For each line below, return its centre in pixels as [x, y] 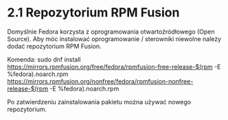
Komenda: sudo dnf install [44, 59]
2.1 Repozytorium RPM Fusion [93, 13]
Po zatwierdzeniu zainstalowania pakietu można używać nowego [99, 101]
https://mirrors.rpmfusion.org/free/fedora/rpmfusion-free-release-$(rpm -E [114, 67]
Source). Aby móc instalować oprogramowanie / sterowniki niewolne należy [114, 38]
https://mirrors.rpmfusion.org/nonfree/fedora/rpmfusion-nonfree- [100, 81]
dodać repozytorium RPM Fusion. [54, 46]
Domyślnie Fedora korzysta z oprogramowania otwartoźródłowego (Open [111, 32]
